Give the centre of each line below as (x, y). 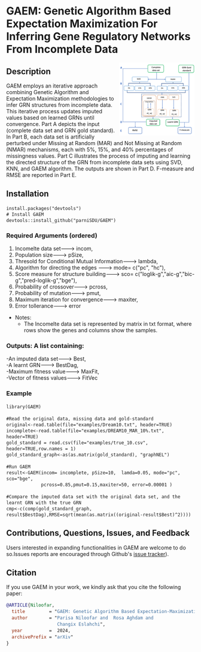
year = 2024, (41, 630)
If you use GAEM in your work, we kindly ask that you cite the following (94, 587)
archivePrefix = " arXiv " (42, 637)
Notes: (23, 318)
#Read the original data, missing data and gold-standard (80, 419)
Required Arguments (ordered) (52, 235)
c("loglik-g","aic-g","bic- (165, 274)
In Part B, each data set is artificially (50, 137)
